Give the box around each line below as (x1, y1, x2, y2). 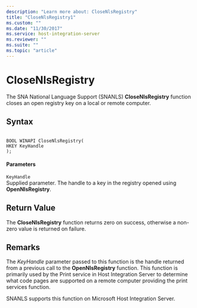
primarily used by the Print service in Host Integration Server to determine (6, 271, 188, 278)
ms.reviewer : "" (6, 36, 47, 42)
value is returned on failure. (19, 225, 87, 232)
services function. (6, 284, 51, 291)
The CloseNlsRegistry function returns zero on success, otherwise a (6, 218, 176, 226)
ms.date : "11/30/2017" (6, 25, 63, 32)
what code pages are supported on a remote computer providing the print (6, 277, 188, 284)
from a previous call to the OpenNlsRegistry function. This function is (6, 264, 178, 272)
